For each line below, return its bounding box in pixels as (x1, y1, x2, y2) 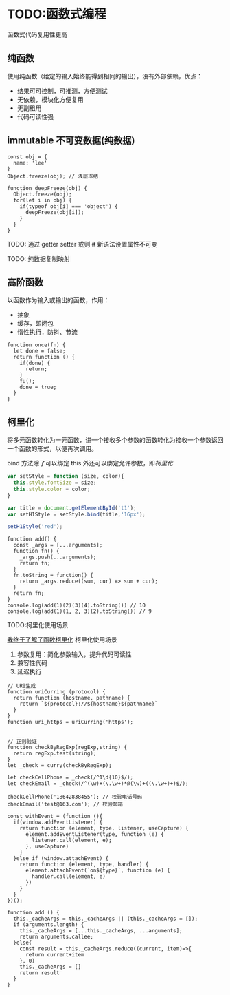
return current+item (25, 952, 84, 959)
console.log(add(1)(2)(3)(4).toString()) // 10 (7, 602, 146, 609)
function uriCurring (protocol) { (7, 689, 106, 695)
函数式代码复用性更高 (7, 30, 67, 39)
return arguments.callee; (19, 934, 94, 941)
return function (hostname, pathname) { (13, 695, 130, 702)
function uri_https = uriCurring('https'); (7, 719, 134, 726)
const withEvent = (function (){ (7, 813, 103, 820)
